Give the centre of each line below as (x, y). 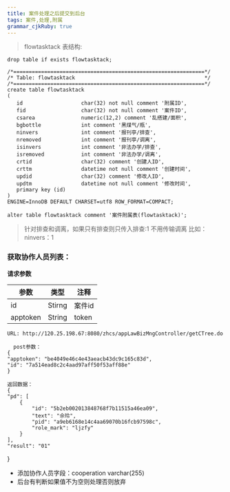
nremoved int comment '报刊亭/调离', (86, 140)
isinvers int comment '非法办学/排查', (89, 147)
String (57, 317)
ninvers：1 (39, 238)
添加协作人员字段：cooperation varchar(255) (81, 473)
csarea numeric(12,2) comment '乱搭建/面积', (102, 118)
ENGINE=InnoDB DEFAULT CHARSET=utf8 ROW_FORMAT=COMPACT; (91, 202)
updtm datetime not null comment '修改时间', (104, 184)
